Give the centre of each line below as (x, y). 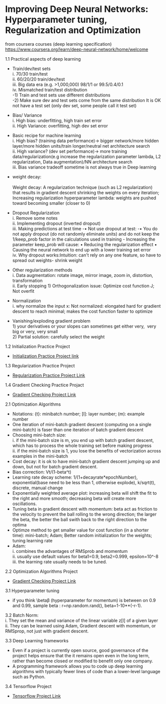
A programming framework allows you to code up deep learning (78, 666)
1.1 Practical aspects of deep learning (43, 59)
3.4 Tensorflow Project (28, 686)
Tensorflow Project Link (36, 696)
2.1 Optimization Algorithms (33, 404)
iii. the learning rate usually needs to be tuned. (60, 562)
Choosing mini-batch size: (39, 435)
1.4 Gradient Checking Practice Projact (45, 385)
